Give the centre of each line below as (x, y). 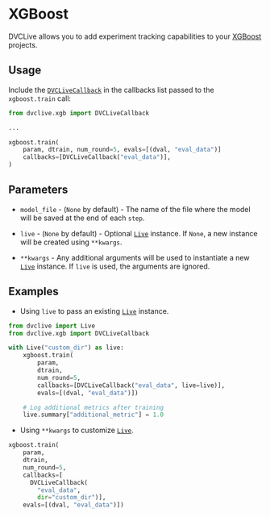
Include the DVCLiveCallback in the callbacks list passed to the (112, 90)
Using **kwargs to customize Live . (77, 430)
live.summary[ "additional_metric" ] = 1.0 (93, 415)
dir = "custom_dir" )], (72, 498)
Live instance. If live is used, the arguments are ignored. (115, 266)
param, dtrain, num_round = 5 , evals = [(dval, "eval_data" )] (122, 150)
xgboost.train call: (39, 98)
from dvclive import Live (52, 326)
